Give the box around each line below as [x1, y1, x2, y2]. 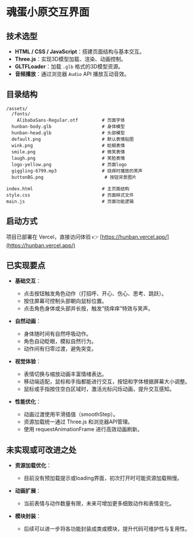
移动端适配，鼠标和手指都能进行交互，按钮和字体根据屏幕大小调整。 [23, 378, 191, 385]
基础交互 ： [14, 277, 42, 285]
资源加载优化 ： [14, 462, 52, 469]
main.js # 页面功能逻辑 [6, 198, 134, 205]
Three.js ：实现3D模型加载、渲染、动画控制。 [14, 55, 126, 63]
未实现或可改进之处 [6, 445, 77, 455]
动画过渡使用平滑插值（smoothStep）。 [23, 411, 119, 418]
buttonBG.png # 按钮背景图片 [11, 174, 137, 180]
